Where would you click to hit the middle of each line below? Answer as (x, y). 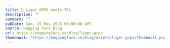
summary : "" (18, 19)
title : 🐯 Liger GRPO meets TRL (38, 10)
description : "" (22, 14)
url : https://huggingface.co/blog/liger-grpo (54, 33)
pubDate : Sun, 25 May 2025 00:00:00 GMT (49, 24)
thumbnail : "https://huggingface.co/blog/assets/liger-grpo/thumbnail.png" (87, 38)
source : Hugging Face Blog (34, 28)
